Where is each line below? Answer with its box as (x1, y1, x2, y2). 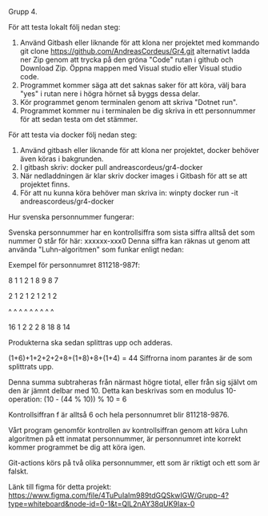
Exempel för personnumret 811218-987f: (8, 260, 141, 269)
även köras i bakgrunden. (19, 154, 104, 163)
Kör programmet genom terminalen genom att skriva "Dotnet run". (19, 98, 238, 107)
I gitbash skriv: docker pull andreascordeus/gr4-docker (19, 163, 203, 171)
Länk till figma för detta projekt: (8, 482, 112, 491)
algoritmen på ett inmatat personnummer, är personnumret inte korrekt (8, 434, 242, 443)
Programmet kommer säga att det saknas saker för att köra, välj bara (19, 80, 246, 90)
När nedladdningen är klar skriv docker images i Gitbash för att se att (19, 171, 248, 180)
